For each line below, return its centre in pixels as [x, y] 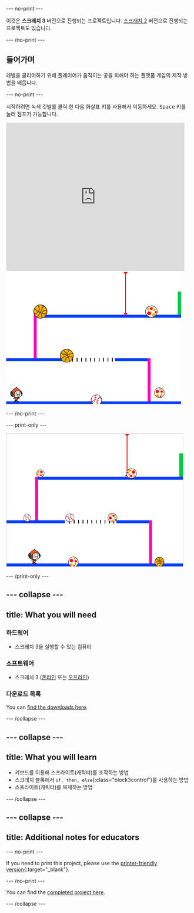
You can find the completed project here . [56, 892]
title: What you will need [51, 615]
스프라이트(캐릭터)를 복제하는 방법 [53, 787]
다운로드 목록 [24, 694]
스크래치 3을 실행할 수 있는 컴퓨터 [53, 646]
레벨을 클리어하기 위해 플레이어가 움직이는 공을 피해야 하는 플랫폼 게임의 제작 [94, 75]
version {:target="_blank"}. [38, 869]
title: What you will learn [51, 757]
